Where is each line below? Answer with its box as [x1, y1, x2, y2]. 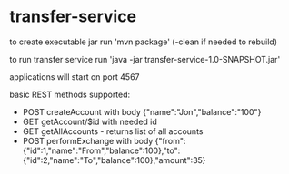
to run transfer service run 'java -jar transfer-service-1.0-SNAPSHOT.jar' [9, 53, 281, 64]
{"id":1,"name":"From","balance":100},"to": [22, 145, 181, 156]
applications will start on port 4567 [9, 71, 140, 82]
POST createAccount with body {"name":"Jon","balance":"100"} [22, 106, 262, 117]
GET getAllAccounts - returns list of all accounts [22, 125, 204, 137]
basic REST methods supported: [9, 89, 131, 100]
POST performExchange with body [22, 135, 154, 146]
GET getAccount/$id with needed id [22, 116, 157, 127]
